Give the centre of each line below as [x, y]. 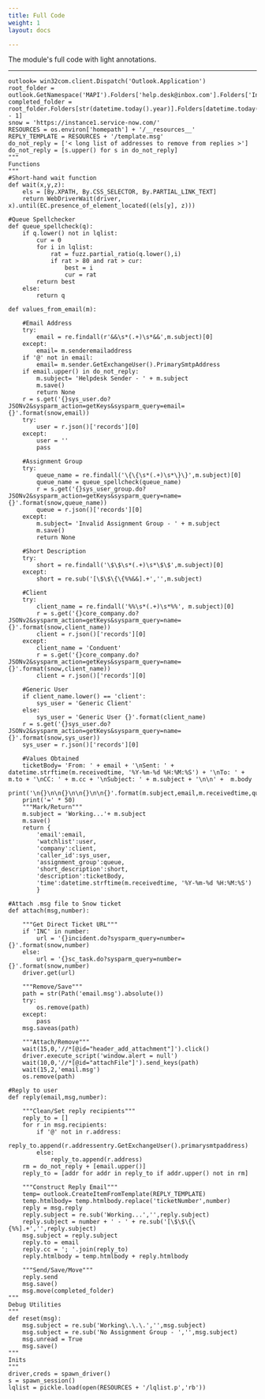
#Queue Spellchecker [42, 220]
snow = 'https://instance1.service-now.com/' [84, 123]
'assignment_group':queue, [81, 863]
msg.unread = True [52, 1340]
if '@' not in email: [58, 358]
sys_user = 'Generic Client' [84, 704]
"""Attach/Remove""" [56, 1042]
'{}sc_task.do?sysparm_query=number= [119, 959]
